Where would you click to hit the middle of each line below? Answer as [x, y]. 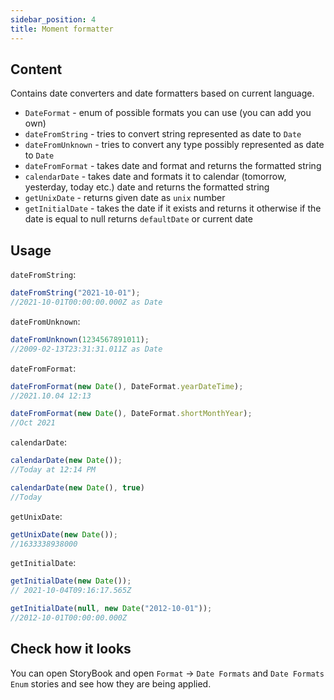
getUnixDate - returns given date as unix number [125, 198]
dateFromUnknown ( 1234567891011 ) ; [80, 339]
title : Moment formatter [62, 29]
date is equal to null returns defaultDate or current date [138, 219]
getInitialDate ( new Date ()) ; [71, 581]
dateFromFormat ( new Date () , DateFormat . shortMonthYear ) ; [131, 414]
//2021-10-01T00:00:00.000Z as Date [86, 302]
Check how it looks [71, 649]
